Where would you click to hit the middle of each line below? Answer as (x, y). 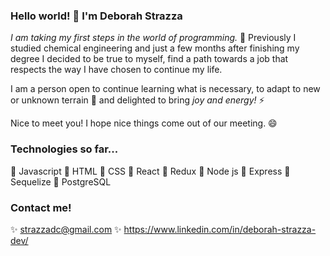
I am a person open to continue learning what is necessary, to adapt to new (165, 89)
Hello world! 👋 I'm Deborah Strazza (96, 16)
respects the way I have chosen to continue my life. (116, 70)
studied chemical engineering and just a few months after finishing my (155, 48)
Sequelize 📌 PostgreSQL (61, 181)
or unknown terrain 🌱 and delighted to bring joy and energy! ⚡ (137, 100)
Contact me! (41, 207)
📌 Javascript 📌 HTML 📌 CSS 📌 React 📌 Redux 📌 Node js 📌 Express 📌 (150, 171)
